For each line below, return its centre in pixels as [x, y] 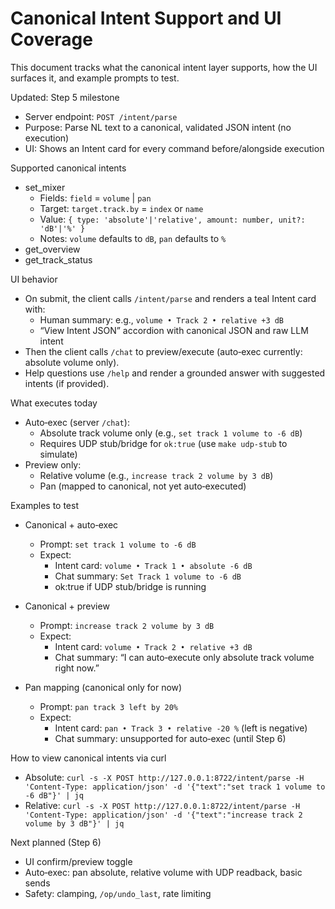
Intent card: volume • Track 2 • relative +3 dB [153, 646]
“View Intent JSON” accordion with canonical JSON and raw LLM [174, 330]
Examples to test [44, 505]
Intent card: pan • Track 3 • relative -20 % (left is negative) [181, 728]
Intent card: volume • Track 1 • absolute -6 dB [153, 565]
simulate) [58, 454]
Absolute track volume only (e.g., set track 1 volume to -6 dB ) [171, 433]
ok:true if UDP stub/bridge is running [130, 586]
